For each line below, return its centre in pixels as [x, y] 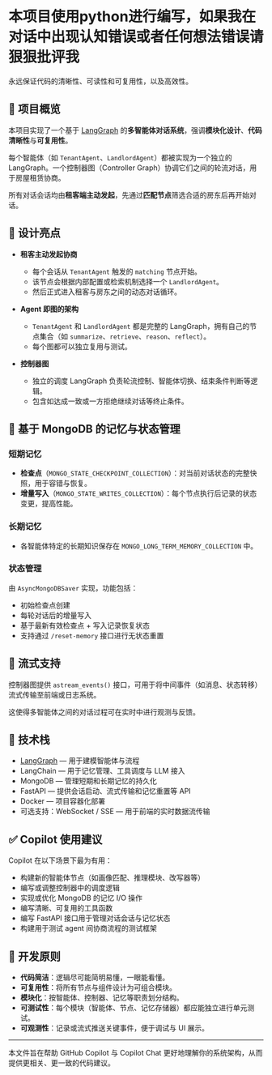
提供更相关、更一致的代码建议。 [62, 1063]
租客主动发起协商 [49, 254]
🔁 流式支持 [34, 664]
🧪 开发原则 [34, 956]
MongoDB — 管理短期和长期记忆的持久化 [89, 781]
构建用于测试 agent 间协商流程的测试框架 [89, 928]
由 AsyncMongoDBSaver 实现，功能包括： [73, 587]
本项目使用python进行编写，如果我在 [132, 17]
